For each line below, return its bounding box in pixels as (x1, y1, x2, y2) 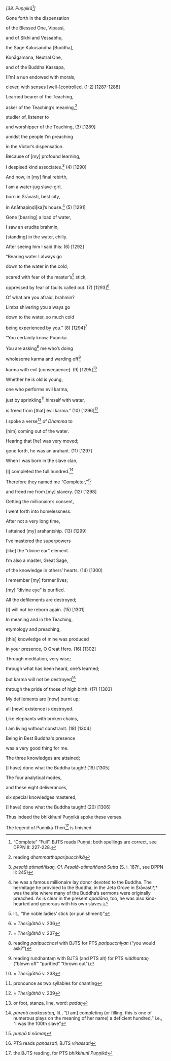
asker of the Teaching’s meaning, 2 (6, 103, 78, 111)
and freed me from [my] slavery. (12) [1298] (6, 488, 97, 494)
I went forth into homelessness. (6, 508, 72, 514)
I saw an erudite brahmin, (6, 224, 59, 230)
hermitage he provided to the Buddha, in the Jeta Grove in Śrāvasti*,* (13, 885, 158, 891)
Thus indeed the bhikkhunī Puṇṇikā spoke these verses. (6, 814, 123, 820)
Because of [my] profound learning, (6, 153, 81, 159)
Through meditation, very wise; (6, 655, 72, 661)
